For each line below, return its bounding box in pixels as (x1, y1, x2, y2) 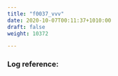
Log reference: (7, 59, 59, 69)
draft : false (7, 23, 46, 30)
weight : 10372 (7, 30, 49, 37)
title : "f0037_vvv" (7, 10, 65, 18)
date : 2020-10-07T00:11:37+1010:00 (7, 17, 112, 24)
